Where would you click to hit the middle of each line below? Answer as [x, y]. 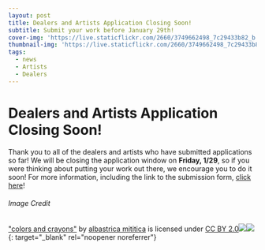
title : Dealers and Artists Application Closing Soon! [100, 23]
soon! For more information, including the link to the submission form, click [130, 177]
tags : [17, 52]
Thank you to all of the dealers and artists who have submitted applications [130, 151]
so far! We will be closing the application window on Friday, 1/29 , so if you [129, 160]
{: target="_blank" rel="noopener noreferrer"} [82, 237]
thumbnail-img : [33, 45]
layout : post [30, 15]
